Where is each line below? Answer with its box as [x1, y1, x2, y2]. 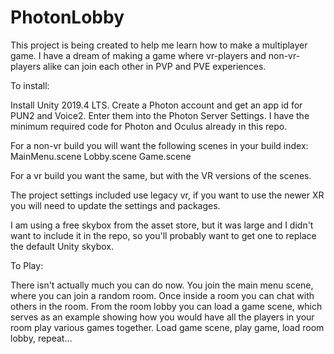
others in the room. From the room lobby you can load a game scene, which [10, 300, 323, 312]
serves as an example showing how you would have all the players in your [10, 311, 315, 323]
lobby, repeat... [10, 332, 73, 344]
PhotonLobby [10, 6, 125, 29]
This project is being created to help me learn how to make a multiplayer [10, 39, 308, 51]
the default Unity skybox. [10, 240, 114, 252]
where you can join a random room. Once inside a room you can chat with [10, 289, 315, 301]
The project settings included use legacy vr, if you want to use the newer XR [10, 189, 325, 201]
